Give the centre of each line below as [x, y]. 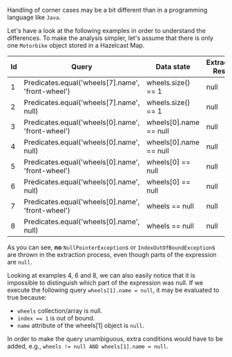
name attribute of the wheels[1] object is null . [81, 325]
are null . [20, 262]
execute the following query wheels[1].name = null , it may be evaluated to [113, 290]
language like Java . [34, 17]
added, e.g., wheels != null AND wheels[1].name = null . [88, 346]
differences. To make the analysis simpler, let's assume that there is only [110, 38]
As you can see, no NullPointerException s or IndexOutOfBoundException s [111, 247]
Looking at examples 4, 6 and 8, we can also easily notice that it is [101, 275]
